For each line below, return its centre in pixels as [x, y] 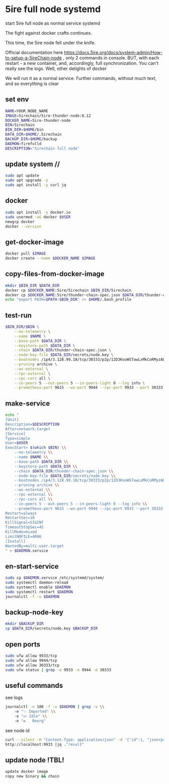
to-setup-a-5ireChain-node [33, 58]
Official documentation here [34, 52]
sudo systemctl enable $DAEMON [38, 587]
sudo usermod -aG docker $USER [38, 217]
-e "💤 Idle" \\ [31, 716]
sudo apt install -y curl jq [36, 185]
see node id [17, 730]
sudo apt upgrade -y [27, 180]
